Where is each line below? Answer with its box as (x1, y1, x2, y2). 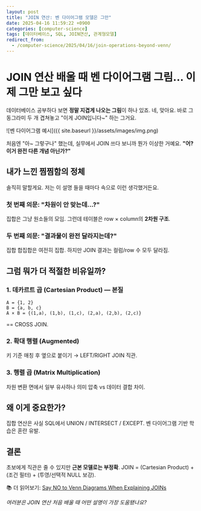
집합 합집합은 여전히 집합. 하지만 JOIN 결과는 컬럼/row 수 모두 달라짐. (6, 247, 170, 254)
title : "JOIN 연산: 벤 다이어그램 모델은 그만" (6, 14, 112, 21)
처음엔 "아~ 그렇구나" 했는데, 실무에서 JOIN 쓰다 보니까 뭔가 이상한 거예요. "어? (6, 139, 194, 147)
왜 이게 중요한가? (6, 402, 66, 413)
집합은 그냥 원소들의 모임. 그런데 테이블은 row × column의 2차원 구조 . (6, 215, 171, 222)
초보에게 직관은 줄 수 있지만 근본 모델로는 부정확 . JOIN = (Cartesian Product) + (6, 464, 194, 471)
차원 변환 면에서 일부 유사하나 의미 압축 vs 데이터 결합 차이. (6, 383, 145, 390)
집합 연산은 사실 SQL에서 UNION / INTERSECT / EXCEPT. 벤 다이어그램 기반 (6, 420, 188, 427)
